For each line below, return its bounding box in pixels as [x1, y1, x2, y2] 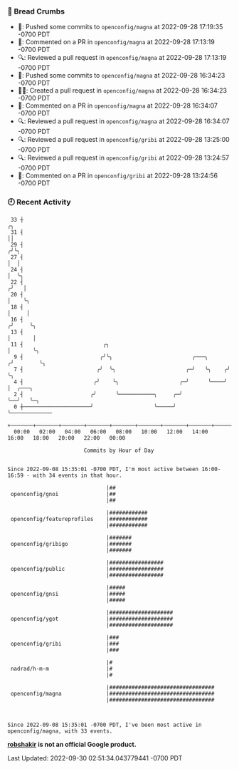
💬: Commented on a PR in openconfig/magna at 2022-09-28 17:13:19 [17, 38, 215, 46]
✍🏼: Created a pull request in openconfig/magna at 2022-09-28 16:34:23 [17, 86, 228, 95]
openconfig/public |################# [10, 565, 164, 572]
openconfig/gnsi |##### [10, 590, 126, 597]
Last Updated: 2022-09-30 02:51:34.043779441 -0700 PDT [7, 753, 183, 762]
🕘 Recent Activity [7, 197, 71, 207]
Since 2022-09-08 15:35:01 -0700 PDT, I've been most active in [7, 721, 202, 728]
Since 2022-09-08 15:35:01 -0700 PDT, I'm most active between [7, 465, 199, 473]
